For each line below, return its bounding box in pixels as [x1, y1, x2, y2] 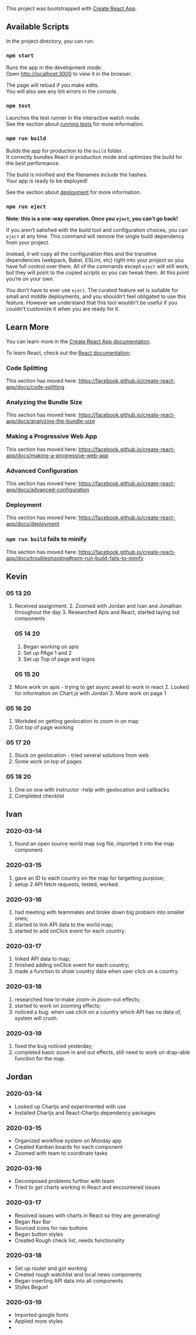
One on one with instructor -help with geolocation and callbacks [14, 786, 170, 793]
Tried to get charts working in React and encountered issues [14, 1184, 161, 1191]
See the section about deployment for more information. [6, 188, 142, 195]
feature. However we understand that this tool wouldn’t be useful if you [6, 299, 177, 306]
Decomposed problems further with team [14, 1178, 115, 1185]
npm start [6, 52, 34, 59]
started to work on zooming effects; [14, 1002, 101, 1009]
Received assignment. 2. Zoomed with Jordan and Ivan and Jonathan [14, 603, 182, 610]
